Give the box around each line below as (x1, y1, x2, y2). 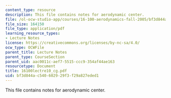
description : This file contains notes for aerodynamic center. (5, 12, 145, 17)
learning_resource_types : (5, 31, 60, 36)
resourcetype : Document (5, 64, 56, 69)
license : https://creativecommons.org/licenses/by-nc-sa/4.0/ (5, 40, 140, 45)
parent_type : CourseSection (5, 54, 65, 60)
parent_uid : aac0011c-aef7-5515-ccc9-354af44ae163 (5, 59, 115, 64)
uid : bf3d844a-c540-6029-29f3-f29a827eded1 (5, 73, 99, 78)
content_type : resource (5, 7, 56, 13)
